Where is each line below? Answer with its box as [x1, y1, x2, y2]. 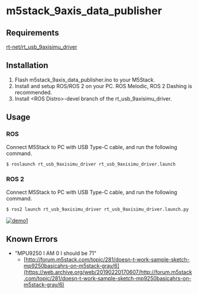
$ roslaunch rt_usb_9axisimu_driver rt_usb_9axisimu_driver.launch [6, 161, 176, 167]
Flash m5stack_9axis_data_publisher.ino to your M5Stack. [14, 76, 155, 83]
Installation [6, 60, 48, 70]
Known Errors [6, 234, 58, 244]
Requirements [6, 28, 59, 38]
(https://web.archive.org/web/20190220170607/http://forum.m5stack [23, 269, 192, 276]
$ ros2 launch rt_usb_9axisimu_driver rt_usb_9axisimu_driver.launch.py [6, 206, 189, 212]
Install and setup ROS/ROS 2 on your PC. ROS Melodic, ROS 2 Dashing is [14, 82, 192, 89]
